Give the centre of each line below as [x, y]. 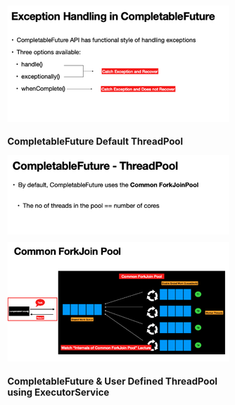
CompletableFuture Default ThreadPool [95, 142]
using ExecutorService [58, 392]
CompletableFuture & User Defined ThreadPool [113, 381]
